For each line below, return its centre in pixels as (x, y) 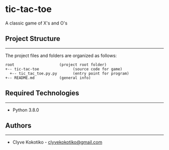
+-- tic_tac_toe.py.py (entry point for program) (69, 73)
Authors (18, 125)
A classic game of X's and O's (36, 23)
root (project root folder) (56, 64)
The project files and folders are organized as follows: (61, 55)
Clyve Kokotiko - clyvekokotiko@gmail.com (57, 142)
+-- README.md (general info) (48, 78)
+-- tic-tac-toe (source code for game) (64, 69)
